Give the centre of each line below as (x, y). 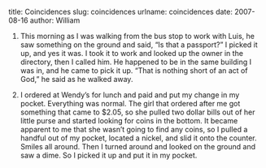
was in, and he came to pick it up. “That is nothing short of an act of (134, 71)
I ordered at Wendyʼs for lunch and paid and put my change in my (130, 95)
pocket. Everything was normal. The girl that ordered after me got (130, 103)
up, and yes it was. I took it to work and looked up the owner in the (132, 53)
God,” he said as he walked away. (76, 79)
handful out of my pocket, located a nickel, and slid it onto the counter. (139, 138)
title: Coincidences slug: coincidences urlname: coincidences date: (121, 12)
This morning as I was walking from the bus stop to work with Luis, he (137, 36)
